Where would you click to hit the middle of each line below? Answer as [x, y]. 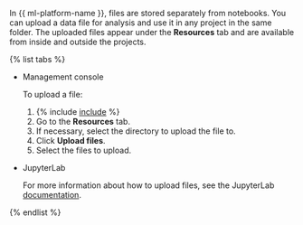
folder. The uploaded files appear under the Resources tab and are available [152, 32]
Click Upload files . [71, 141]
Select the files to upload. [84, 150]
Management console [63, 77]
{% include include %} [78, 112]
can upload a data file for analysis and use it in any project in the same [141, 23]
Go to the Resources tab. [83, 122]
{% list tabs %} [38, 59]
